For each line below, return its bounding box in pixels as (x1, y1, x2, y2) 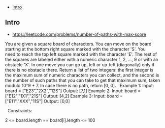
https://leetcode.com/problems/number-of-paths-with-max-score (12, 31, 146, 37)
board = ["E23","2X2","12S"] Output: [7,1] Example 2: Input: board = (5, 88, 141, 94)
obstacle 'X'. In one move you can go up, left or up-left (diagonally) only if (5, 61, 155, 68)
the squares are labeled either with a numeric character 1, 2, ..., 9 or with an (5, 56, 159, 62)
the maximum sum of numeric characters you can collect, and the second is (5, 72, 159, 78)
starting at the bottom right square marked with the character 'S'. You (5, 46, 146, 52)
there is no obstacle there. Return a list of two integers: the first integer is (5, 67, 154, 73)
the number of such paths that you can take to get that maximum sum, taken (5, 77, 160, 83)
